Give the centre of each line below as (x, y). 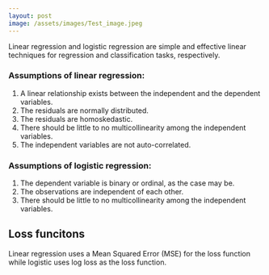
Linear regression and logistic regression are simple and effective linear (127, 46)
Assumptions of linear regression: (77, 76)
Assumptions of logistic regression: (80, 165)
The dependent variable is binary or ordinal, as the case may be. (127, 183)
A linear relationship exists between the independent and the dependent (140, 93)
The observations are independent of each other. (102, 192)
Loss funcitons (46, 234)
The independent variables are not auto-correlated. (105, 144)
